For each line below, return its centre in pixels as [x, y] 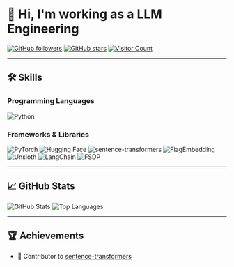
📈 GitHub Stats [41, 186]
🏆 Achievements [46, 236]
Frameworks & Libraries [48, 134]
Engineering [43, 29]
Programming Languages [51, 101]
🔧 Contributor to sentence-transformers [75, 256]
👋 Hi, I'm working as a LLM [85, 14]
